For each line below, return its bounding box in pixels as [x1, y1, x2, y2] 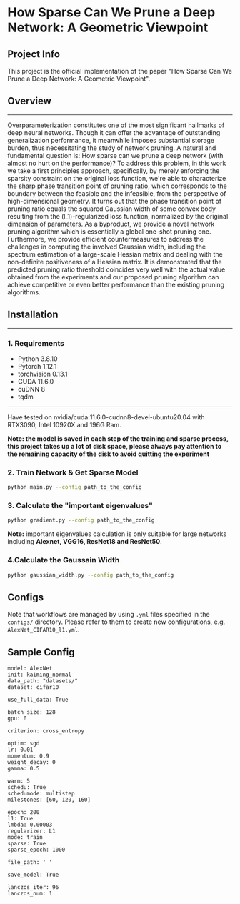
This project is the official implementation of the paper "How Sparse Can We [7, 67, 232, 75]
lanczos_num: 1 [7, 890, 53, 898]
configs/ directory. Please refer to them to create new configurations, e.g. [7, 617, 226, 626]
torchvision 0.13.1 [17, 369, 68, 378]
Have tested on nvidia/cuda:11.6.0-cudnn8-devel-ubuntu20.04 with [7, 412, 205, 422]
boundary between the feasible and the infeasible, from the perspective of [7, 189, 226, 197]
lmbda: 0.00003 [7, 821, 53, 829]
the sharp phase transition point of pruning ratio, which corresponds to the [7, 182, 227, 190]
